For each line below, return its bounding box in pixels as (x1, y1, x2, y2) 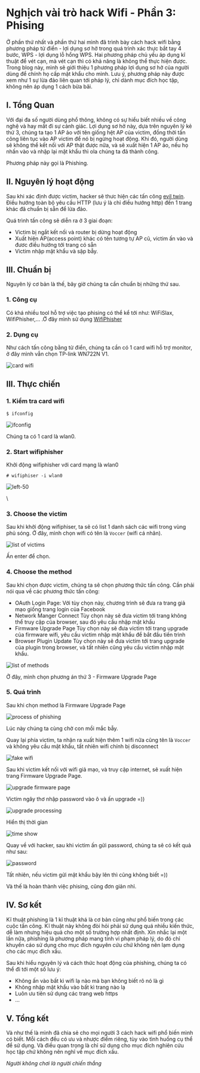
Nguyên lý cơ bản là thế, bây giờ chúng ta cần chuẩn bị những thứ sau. (6, 281, 180, 288)
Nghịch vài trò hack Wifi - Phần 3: (6, 6, 176, 20)
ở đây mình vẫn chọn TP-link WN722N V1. (6, 350, 109, 357)
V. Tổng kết (6, 1013, 49, 1024)
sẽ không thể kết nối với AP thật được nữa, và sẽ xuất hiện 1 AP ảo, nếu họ (6, 141, 189, 149)
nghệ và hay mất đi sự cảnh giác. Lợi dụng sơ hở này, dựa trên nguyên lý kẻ (6, 122, 192, 130)
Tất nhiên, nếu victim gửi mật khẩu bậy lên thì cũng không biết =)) (6, 871, 168, 878)
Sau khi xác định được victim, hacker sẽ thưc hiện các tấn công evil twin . (6, 192, 185, 200)
